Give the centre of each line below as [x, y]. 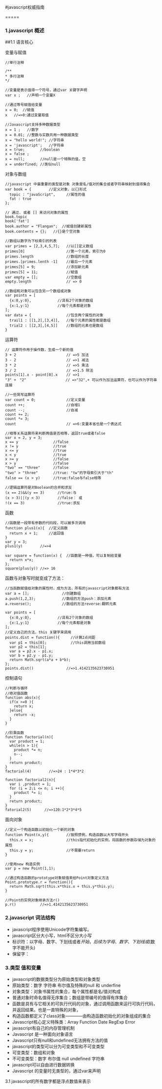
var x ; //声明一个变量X [30, 95]
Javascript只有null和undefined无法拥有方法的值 [60, 1040]
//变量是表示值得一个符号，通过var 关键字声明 [46, 90]
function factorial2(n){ [30, 780]
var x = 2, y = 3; [24, 438]
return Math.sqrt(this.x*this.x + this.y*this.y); [62, 887]
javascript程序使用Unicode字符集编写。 [52, 929]
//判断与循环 [16, 688]
